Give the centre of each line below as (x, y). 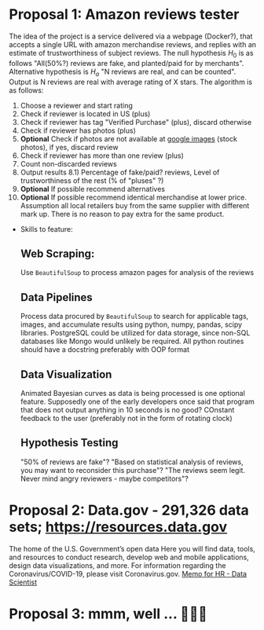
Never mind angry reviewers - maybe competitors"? (104, 478)
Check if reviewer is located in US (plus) (85, 114)
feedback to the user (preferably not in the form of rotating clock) (126, 418)
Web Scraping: (57, 253)
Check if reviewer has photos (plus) (78, 130)
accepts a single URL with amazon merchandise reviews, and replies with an (133, 44)
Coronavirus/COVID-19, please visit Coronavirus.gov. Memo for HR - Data (128, 573)
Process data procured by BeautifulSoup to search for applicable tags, (134, 317)
